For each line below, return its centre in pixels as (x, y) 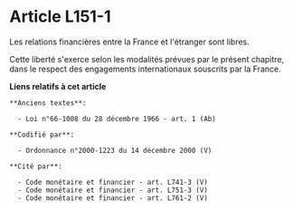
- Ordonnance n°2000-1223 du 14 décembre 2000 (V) (115, 150)
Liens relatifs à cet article (58, 86)
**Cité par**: (36, 166)
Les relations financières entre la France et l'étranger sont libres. (130, 42)
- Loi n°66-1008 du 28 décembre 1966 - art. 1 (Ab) (117, 119)
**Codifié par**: (42, 134)
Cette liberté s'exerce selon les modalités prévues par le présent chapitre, (147, 59)
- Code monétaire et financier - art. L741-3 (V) (113, 182)
